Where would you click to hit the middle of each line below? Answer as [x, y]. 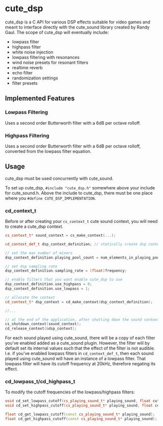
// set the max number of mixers [39, 253]
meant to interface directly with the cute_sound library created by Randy [77, 27]
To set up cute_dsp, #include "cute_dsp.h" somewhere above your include [80, 187]
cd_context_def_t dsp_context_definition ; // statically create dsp [76, 244]
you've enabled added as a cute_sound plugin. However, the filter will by [77, 343]
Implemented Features [40, 99]
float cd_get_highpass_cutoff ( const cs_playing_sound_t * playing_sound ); [81, 419]
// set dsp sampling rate [31, 266]
